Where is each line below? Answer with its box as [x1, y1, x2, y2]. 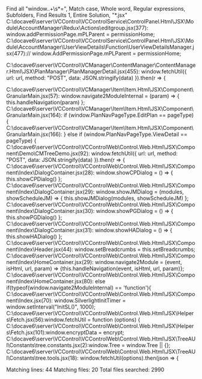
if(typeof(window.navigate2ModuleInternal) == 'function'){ [6, 284, 151, 291]
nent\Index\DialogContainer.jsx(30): [6, 208, 95, 214]
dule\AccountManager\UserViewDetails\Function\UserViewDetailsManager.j [6, 43, 194, 51]
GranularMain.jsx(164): [6, 111, 63, 119]
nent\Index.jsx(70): [6, 297, 53, 304]
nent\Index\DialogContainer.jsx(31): [6, 227, 94, 233]
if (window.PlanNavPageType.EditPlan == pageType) [64, 111, 194, 119]
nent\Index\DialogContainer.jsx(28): [6, 169, 95, 176]
